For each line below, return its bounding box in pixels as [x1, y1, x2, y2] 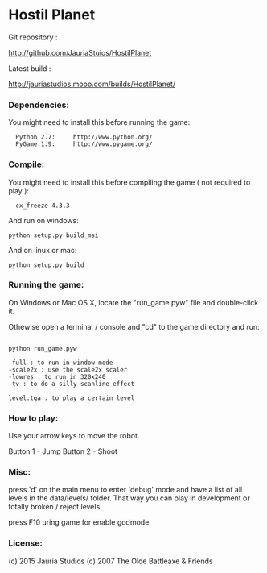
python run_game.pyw [8, 344, 78, 352]
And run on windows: [8, 215, 79, 225]
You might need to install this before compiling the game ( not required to [8, 177, 251, 187]
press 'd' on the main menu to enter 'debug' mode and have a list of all [8, 485, 243, 495]
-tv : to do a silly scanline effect [8, 380, 135, 388]
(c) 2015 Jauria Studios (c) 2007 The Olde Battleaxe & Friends [8, 556, 213, 566]
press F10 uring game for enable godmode [8, 517, 150, 527]
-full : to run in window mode [8, 359, 113, 367]
